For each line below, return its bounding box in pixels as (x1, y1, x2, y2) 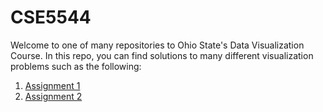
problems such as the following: (10, 60, 142, 72)
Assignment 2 (24, 90, 83, 102)
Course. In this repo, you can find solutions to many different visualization (10, 49, 314, 61)
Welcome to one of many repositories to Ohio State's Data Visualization (10, 39, 305, 51)
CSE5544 (10, 6, 92, 29)
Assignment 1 (24, 79, 81, 91)
